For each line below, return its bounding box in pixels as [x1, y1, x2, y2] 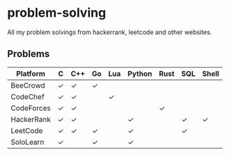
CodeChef [10, 92, 45, 102]
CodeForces [10, 103, 51, 113]
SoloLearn [10, 137, 45, 147]
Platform [16, 68, 45, 78]
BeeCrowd [10, 80, 45, 90]
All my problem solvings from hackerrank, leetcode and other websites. [7, 28, 213, 36]
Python [128, 68, 153, 78]
